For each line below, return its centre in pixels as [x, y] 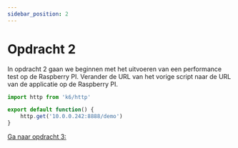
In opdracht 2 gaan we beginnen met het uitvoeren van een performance [115, 69]
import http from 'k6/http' [49, 97]
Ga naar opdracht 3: [37, 137]
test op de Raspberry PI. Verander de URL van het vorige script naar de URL [119, 76]
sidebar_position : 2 [38, 14]
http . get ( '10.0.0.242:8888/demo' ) [71, 117]
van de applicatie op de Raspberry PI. [63, 84]
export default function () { [51, 110]
